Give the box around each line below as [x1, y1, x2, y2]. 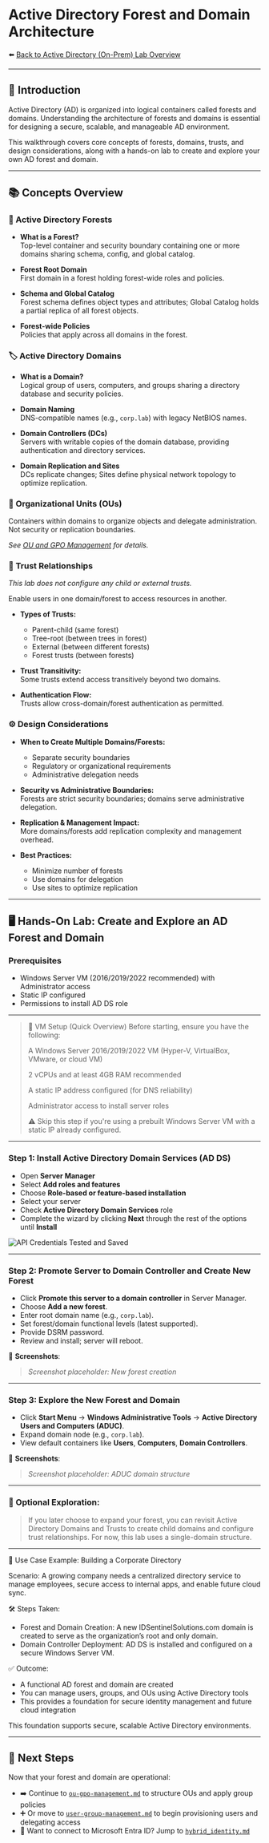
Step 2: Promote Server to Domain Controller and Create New [8, 1265, 251, 1276]
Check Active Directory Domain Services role [19, 1205, 174, 1215]
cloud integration [19, 1705, 76, 1715]
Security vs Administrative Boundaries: [19, 785, 155, 794]
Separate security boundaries [31, 752, 130, 762]
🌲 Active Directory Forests [8, 214, 113, 225]
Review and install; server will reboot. [19, 1336, 143, 1345]
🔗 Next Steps [8, 1751, 74, 1764]
